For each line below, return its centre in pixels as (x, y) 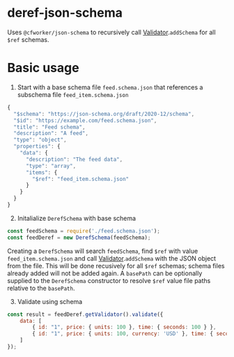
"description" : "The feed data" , (74, 159)
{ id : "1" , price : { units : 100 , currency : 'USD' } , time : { (123, 334)
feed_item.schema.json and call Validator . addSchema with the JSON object (112, 258)
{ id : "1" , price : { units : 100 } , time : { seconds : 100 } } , (124, 327)
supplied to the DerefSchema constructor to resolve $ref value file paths (109, 280)
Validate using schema (50, 301)
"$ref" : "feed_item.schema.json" (81, 179)
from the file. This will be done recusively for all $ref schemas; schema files (116, 265)
